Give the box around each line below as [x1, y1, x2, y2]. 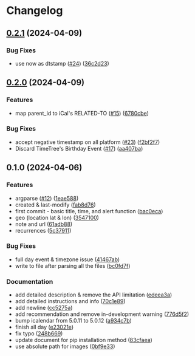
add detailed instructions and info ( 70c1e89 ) [15, 298, 126, 305]
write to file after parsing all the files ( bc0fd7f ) [15, 262, 131, 269]
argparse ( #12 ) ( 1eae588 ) [15, 194, 79, 202]
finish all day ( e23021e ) [15, 323, 74, 331]
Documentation [6, 277, 53, 286]
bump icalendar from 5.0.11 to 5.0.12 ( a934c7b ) [15, 317, 132, 324]
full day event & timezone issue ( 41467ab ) [15, 256, 120, 263]
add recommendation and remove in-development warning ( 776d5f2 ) [15, 310, 190, 318]
